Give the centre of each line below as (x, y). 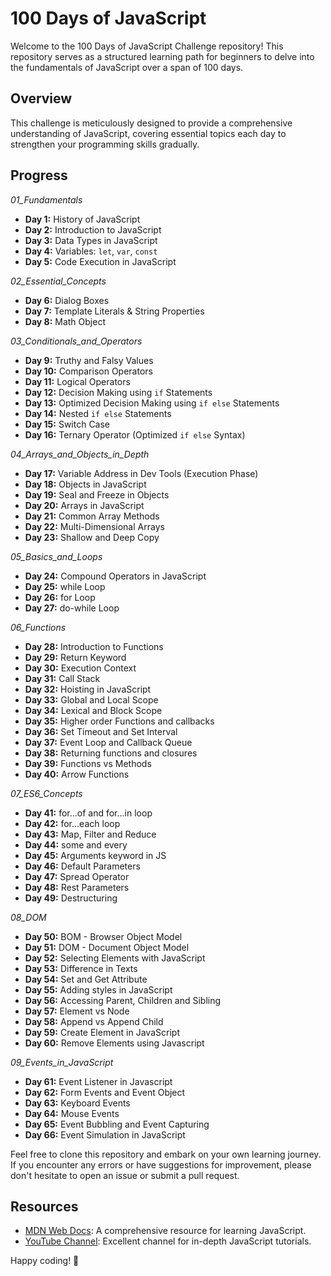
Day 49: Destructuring (71, 898)
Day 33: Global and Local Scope (91, 699)
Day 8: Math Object (65, 321)
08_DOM (28, 917)
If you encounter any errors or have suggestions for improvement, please (161, 1164)
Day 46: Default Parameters (82, 866)
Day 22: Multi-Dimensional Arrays (94, 526)
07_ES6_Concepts (46, 793)
